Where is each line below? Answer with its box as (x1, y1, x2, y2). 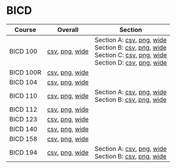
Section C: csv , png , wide (94, 51, 168, 59)
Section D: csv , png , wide (94, 58, 167, 66)
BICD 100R (9, 68, 41, 76)
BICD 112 (9, 105, 38, 114)
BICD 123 (9, 115, 38, 123)
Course (14, 25, 36, 34)
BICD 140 (9, 124, 38, 133)
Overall (57, 25, 79, 34)
